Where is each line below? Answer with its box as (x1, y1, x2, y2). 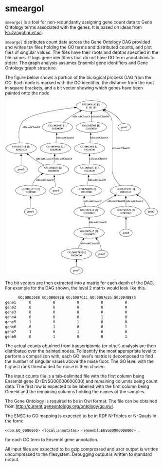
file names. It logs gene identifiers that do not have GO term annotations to (5, 54, 155, 60)
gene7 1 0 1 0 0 (5, 329, 127, 334)
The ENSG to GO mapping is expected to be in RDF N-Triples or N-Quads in (5, 413, 157, 419)
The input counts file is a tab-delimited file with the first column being (5, 373, 145, 379)
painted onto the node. (5, 90, 51, 96)
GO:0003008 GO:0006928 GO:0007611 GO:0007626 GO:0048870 (18, 295, 136, 300)
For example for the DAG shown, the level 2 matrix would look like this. (5, 285, 146, 291)
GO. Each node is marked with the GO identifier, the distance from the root (5, 79, 154, 86)
